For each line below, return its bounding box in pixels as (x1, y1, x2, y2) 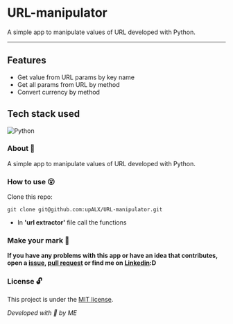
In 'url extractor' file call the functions (17, 218, 127, 227)
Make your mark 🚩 (7, 236, 70, 245)
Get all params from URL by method (17, 80, 120, 88)
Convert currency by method (17, 88, 101, 96)
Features (7, 54, 46, 67)
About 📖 (7, 144, 35, 154)
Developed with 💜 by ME (7, 308, 78, 317)
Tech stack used (7, 108, 80, 120)
